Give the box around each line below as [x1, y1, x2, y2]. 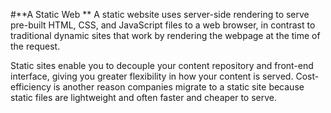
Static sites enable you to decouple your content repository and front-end [10, 60, 314, 71]
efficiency [10, 81, 52, 93]
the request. [10, 40, 61, 52]
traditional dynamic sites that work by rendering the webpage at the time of [10, 30, 321, 41]
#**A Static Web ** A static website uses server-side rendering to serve [10, 9, 310, 20]
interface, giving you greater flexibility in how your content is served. [10, 70, 294, 82]
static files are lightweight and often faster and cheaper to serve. [10, 92, 278, 103]
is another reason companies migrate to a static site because [53, 81, 305, 93]
